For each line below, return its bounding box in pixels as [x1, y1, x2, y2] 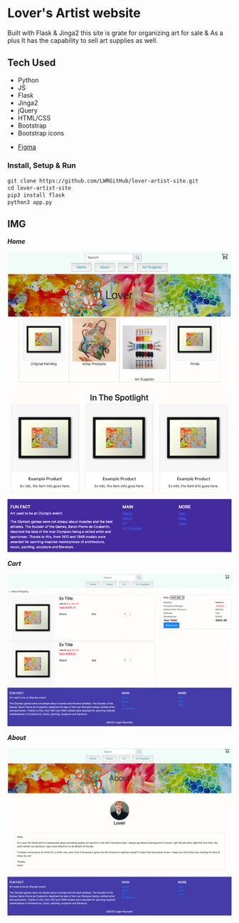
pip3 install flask [7, 192, 65, 199]
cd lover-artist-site [7, 185, 72, 192]
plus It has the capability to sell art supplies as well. [7, 36, 158, 44]
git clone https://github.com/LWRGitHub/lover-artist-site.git [7, 177, 199, 185]
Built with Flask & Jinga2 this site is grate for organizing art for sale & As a [7, 29, 224, 37]
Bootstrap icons [17, 128, 65, 137]
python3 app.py [7, 199, 53, 206]
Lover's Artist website [7, 5, 141, 21]
